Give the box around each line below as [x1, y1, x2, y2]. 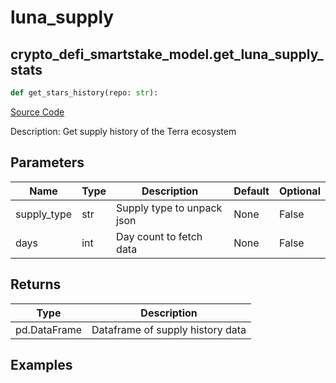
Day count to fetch [116, 229, 203, 243]
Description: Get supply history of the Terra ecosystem [10, 125, 237, 137]
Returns [10, 276, 62, 293]
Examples [10, 356, 73, 373]
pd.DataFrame [15, 322, 83, 336]
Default [233, 184, 270, 198]
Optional [278, 184, 321, 198]
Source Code [10, 106, 65, 118]
